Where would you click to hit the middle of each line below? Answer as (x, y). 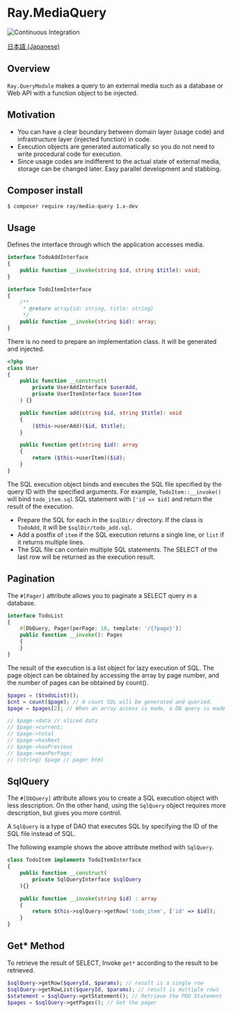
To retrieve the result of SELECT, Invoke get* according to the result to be (113, 963)
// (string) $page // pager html (56, 760)
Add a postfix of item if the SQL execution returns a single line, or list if (121, 535)
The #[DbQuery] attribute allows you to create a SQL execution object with (113, 798)
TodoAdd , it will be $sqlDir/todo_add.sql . (75, 527)
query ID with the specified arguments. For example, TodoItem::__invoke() (114, 492)
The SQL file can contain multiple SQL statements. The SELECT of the (117, 549)
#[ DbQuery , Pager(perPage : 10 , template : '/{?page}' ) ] (101, 629)
